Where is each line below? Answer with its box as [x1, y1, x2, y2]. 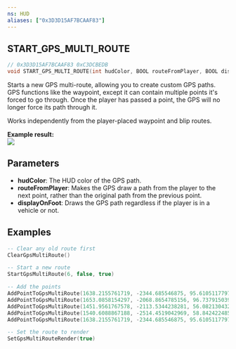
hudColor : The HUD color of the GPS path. [17, 176, 142, 185]
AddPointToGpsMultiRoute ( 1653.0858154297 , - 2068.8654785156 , [7, 296, 190, 303]
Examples [7, 226, 51, 239]
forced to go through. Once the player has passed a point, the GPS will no [7, 96, 221, 104]
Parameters [7, 157, 60, 169]
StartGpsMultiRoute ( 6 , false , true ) [7, 271, 114, 278]
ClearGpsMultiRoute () [7, 251, 71, 258]
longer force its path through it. [7, 103, 98, 112]
